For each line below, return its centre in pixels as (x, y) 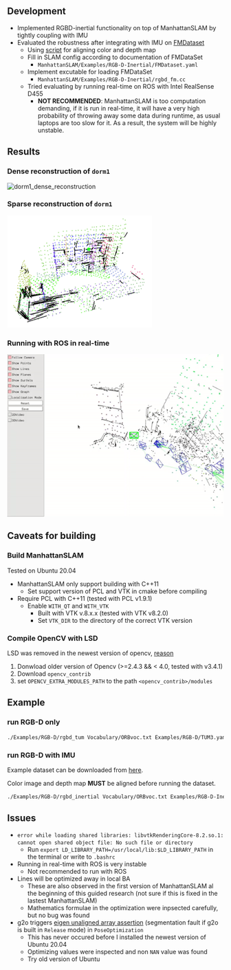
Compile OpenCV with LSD (53, 638)
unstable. (51, 130)
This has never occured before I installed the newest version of (117, 937)
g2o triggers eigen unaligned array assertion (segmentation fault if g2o (118, 922)
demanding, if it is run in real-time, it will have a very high (119, 108)
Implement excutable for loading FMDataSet (90, 71)
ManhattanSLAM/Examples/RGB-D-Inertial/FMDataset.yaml (118, 65)
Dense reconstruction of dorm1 (58, 171)
